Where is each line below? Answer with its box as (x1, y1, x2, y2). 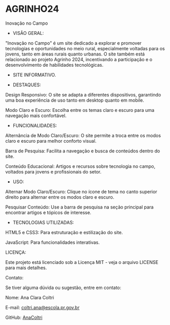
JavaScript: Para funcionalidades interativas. (5, 239, 100, 245)
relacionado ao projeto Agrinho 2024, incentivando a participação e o (5, 56, 153, 62)
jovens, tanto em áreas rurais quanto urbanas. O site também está (5, 51, 145, 57)
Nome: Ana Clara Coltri (5, 294, 54, 300)
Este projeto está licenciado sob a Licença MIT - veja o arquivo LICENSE (5, 259, 159, 265)
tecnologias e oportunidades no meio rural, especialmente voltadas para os (5, 45, 165, 51)
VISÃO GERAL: (12, 30, 44, 36)
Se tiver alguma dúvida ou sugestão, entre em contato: (5, 284, 122, 291)
